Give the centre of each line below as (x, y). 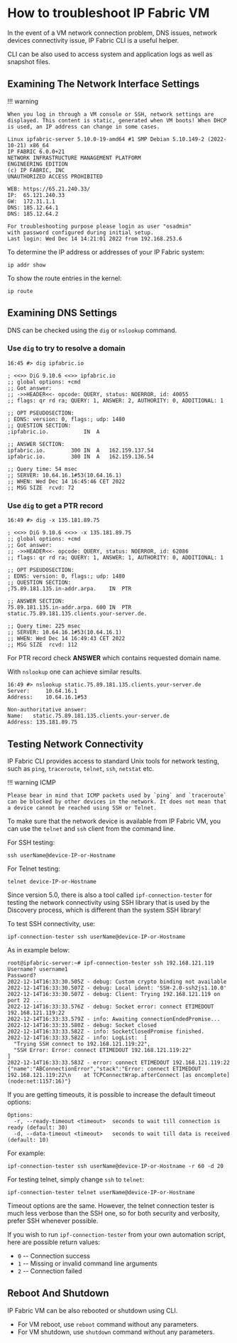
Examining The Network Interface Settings (104, 84)
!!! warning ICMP (32, 782)
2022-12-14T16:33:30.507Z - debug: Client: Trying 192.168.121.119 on (114, 994)
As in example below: (39, 950)
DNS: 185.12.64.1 (33, 208)
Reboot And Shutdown (58, 1294)
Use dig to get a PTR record (55, 505)
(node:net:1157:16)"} (39, 1081)
